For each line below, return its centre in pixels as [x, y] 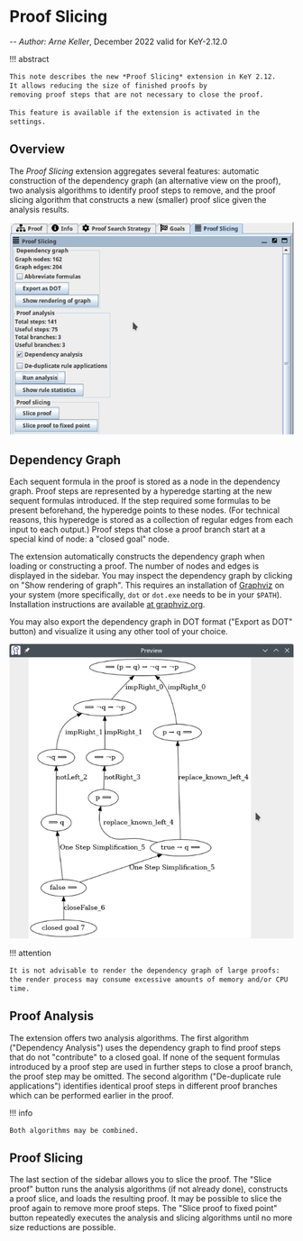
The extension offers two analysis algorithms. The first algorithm [129, 1037]
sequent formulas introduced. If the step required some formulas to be [140, 501]
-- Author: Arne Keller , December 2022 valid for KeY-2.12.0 [119, 41]
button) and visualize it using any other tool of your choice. [119, 632]
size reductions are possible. [63, 1227]
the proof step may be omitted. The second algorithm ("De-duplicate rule [145, 1076]
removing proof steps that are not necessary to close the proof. [137, 95]
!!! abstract [29, 59]
